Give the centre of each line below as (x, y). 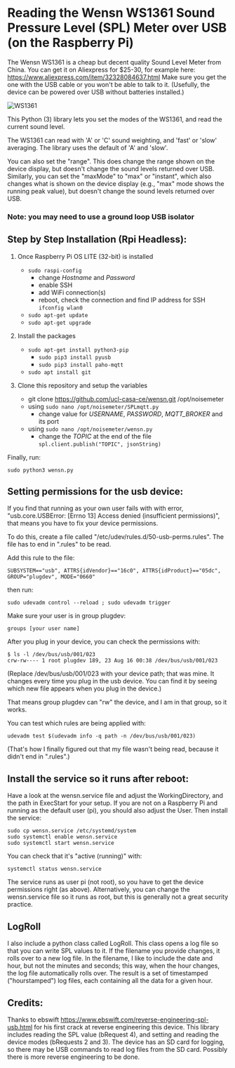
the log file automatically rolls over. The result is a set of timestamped (108, 973)
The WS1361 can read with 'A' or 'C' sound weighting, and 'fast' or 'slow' (112, 140)
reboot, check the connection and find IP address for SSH (122, 300)
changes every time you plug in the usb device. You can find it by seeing (112, 681)
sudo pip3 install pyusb (75, 357)
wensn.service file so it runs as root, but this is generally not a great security (118, 897)
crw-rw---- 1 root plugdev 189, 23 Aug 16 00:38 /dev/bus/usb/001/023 (113, 661)
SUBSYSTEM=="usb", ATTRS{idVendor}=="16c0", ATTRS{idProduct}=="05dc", (114, 571)
